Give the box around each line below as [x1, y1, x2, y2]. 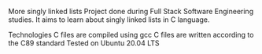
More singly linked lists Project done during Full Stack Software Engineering [8, 7, 254, 16]
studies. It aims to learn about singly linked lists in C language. [8, 15, 210, 24]
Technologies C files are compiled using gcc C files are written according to [8, 31, 254, 39]
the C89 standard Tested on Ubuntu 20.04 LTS [8, 38, 160, 48]
